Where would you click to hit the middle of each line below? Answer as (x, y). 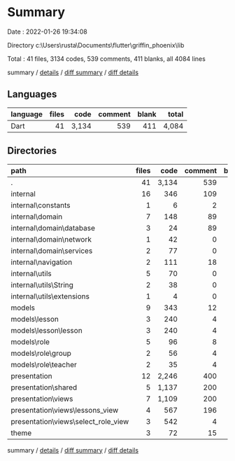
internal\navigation (42, 262)
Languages (32, 94)
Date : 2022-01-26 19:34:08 (47, 32)
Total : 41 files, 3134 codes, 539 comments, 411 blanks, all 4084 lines (107, 59)
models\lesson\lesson (47, 330)
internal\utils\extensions (50, 296)
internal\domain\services (52, 251)
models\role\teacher (44, 364)
